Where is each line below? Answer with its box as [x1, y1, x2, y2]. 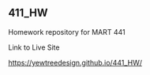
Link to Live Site [8, 43, 60, 52]
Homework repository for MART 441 [8, 27, 126, 36]
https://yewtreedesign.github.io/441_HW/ [8, 58, 142, 67]
